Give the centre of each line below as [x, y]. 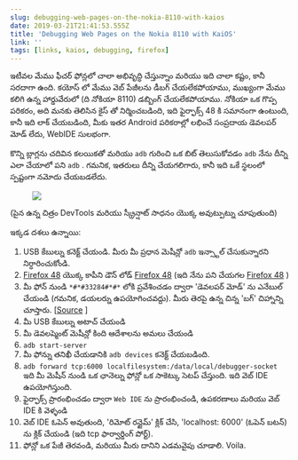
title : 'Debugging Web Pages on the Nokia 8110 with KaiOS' [124, 34]
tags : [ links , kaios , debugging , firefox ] [90, 51]
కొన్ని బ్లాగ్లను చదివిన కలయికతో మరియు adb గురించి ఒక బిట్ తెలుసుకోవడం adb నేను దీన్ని [149, 154]
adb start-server [55, 346]
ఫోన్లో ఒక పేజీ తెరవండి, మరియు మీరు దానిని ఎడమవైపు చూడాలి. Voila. [134, 446]
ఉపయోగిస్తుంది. [47, 387]
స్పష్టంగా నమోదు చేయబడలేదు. [59, 177]
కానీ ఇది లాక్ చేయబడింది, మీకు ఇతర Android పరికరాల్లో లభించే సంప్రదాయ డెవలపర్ [143, 123]
